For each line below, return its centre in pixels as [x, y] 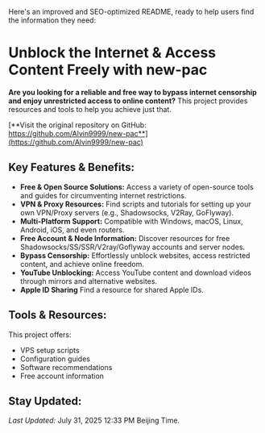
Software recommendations [66, 367]
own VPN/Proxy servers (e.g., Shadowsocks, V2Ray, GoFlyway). [127, 212]
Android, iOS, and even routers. [72, 230]
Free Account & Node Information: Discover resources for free [125, 238]
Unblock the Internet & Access [112, 53]
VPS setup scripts [50, 350]
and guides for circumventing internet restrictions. [103, 195]
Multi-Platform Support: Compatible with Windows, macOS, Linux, [131, 221]
